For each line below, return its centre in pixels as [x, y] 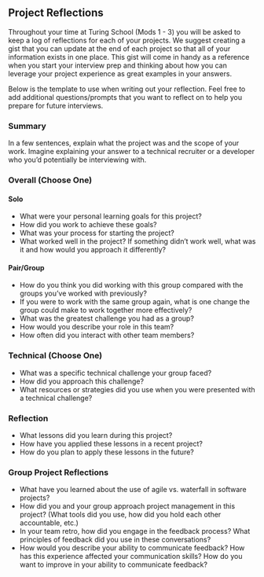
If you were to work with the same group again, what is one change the [134, 302]
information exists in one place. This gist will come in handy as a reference [129, 57]
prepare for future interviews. [56, 105]
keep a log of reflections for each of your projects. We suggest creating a [127, 40]
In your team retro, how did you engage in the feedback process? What [135, 531]
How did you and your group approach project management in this [127, 506]
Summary [27, 126]
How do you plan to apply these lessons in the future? [106, 452]
